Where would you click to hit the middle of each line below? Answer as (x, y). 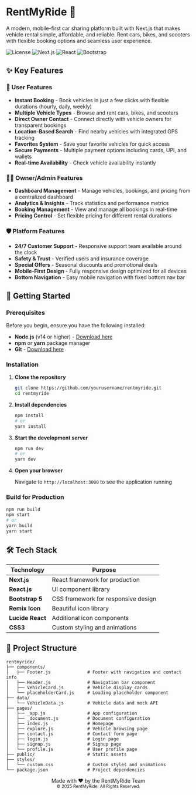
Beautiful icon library (80, 608)
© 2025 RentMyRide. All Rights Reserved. (98, 786)
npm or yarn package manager (52, 343)
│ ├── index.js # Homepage (60, 723)
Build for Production (35, 497)
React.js (20, 589)
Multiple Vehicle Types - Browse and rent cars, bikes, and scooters (96, 113)
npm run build (23, 509)
